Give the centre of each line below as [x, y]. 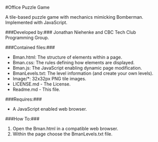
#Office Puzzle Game [27, 7]
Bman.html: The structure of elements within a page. [67, 57]
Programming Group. [27, 38]
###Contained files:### [30, 47]
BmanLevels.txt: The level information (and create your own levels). [83, 73]
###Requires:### [24, 99]
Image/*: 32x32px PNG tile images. [49, 79]
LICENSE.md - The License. [42, 84]
